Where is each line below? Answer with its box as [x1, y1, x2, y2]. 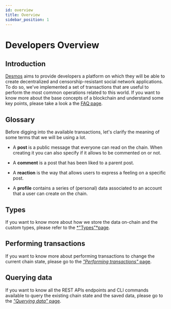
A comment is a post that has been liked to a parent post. [12, 160, 135, 166]
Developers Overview [5, 39, 100, 51]
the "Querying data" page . [5, 298, 61, 304]
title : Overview [5, 12, 40, 17]
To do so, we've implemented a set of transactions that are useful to [5, 84, 149, 90]
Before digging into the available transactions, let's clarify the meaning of [5, 129, 160, 135]
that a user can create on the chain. [12, 190, 88, 197]
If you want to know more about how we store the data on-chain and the [5, 219, 158, 225]
